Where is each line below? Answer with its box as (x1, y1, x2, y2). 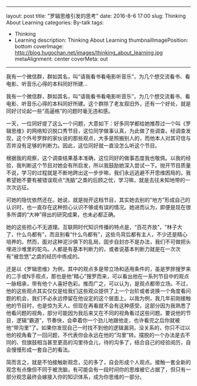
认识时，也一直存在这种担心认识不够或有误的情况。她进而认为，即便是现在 (6, 204, 186, 210)
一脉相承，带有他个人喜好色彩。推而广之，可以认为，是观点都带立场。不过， (6, 280, 191, 287)
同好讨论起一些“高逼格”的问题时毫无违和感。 (6, 108, 114, 115)
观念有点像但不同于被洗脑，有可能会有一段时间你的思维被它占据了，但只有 (6, 366, 186, 373)
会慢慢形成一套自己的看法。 (6, 346, 73, 353)
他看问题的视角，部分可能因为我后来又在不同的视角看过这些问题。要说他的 (6, 310, 186, 316)
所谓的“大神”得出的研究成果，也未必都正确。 (11, 211, 119, 218)
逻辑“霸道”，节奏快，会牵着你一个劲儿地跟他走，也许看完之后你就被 (16, 317, 181, 324)
